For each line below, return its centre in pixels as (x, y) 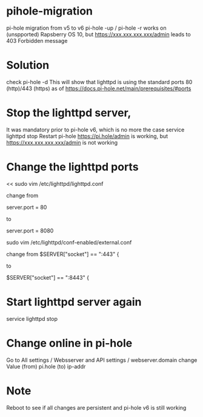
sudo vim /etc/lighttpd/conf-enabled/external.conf (69, 242)
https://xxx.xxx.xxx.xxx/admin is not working (62, 142)
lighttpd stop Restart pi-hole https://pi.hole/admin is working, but (87, 136)
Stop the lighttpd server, (69, 113)
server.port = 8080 (30, 231)
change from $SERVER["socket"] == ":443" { (63, 254)
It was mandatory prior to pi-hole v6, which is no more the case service (95, 130)
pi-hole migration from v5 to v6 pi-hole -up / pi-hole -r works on (86, 28)
